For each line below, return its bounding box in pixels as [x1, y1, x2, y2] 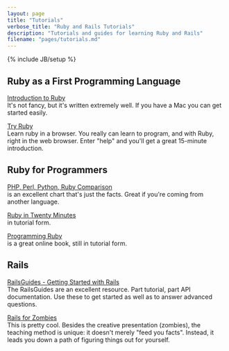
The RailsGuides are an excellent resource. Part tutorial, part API [7, 285, 191, 293]
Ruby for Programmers [7, 164, 108, 176]
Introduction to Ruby [7, 93, 66, 101]
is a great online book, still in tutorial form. [7, 239, 127, 247]
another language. [7, 197, 60, 206]
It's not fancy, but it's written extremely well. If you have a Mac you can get [7, 101, 222, 109]
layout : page [7, 10, 45, 17]
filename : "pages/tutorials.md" [7, 36, 101, 43]
